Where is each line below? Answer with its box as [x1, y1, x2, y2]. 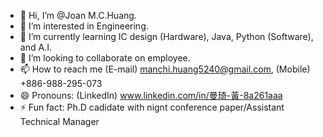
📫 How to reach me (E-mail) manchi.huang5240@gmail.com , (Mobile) [19, 63, 311, 75]
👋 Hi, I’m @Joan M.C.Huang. [19, 10, 137, 21]
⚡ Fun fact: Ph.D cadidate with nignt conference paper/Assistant [19, 101, 285, 113]
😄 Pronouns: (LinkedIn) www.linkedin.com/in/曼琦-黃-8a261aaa [19, 90, 283, 101]
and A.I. [19, 41, 52, 53]
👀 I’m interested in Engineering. [19, 20, 149, 32]
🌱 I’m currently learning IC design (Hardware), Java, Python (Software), [19, 31, 314, 42]
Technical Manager [19, 116, 100, 127]
